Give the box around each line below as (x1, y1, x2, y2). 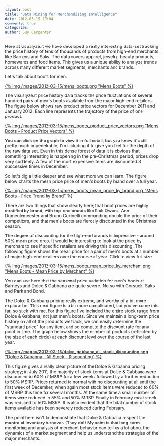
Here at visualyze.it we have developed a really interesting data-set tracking (5, 44, 159, 49)
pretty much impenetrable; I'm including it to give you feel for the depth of (5, 143, 154, 148)
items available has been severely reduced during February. (5, 405, 126, 411)
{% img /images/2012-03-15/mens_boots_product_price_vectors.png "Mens (5, 123, 159, 129)
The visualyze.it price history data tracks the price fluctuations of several (5, 93, 153, 98)
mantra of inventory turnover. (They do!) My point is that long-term (5, 420, 140, 425)
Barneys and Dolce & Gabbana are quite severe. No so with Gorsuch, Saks (5, 283, 155, 289)
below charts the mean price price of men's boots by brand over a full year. (5, 178, 158, 184)
